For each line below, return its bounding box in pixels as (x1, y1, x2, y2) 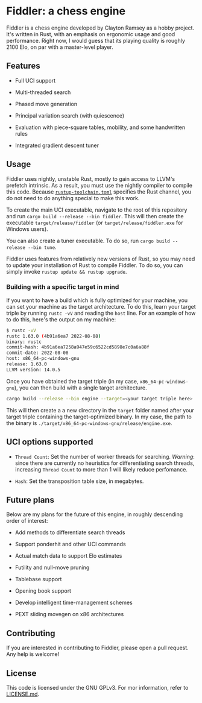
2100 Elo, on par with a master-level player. (6, 43, 113, 51)
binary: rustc (6, 339, 42, 345)
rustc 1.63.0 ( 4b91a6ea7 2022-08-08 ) (6, 333, 101, 339)
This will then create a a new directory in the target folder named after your (6, 406, 194, 414)
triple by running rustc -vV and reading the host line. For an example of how (6, 309, 196, 317)
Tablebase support (14, 576, 62, 583)
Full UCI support (14, 77, 56, 84)
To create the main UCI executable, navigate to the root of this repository (6, 206, 188, 213)
